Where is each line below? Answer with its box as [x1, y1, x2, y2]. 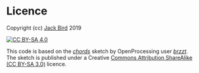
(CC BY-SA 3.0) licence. [6, 60, 67, 68]
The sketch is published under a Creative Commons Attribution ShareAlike [6, 54, 193, 61]
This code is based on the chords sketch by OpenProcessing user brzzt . [6, 47, 188, 55]
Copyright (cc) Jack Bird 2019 [6, 24, 82, 31]
